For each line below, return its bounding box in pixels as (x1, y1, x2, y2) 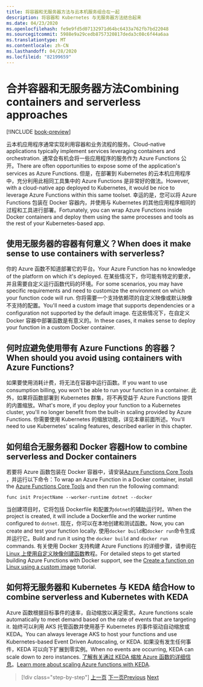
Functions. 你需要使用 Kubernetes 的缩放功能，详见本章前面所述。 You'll (6, 416, 185, 423)
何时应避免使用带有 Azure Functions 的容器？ (6, 343, 177, 353)
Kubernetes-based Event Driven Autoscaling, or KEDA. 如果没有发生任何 (6, 638, 186, 645)
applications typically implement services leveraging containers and (6, 147, 176, 154)
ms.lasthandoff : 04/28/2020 (6, 48, 77, 54)
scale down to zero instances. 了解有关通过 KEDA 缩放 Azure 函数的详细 (6, 653, 186, 660)
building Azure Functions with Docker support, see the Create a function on (6, 557, 195, 564)
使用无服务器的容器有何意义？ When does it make (6, 238, 192, 249)
